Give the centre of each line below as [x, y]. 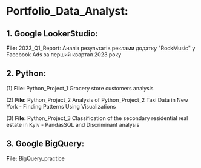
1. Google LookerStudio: [52, 34]
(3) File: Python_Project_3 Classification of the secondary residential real [97, 118]
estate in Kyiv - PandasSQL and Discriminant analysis [73, 124]
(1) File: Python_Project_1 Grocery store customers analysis [80, 88]
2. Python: [26, 74]
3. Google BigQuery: [45, 144]
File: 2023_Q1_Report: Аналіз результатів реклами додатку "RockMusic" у [101, 48]
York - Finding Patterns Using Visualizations [61, 106]
